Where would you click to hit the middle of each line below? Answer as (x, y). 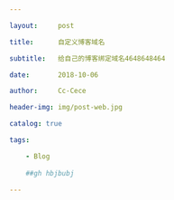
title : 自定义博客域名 (57, 42)
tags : (19, 140)
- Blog (38, 156)
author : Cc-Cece (48, 91)
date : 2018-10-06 (54, 75)
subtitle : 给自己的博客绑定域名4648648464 (87, 58)
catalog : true (36, 124)
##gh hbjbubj (50, 173)
